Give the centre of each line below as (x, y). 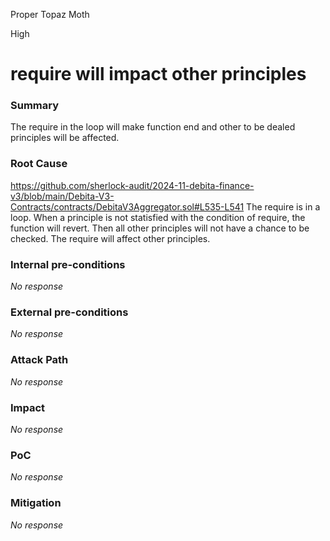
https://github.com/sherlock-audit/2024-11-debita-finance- (132, 185)
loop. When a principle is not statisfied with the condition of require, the (158, 217)
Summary (35, 106)
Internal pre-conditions (68, 264)
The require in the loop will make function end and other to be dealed (153, 127)
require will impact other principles (158, 74)
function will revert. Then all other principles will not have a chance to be (160, 228)
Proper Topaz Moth (50, 14)
